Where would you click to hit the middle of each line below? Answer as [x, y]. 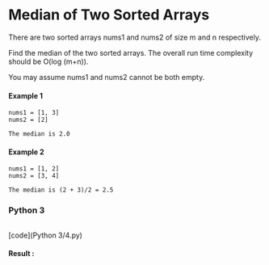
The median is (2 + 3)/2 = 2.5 [61, 190]
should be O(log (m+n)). [48, 61]
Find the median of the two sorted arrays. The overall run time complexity [130, 53]
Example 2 [26, 152]
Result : [21, 254]
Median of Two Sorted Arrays [109, 15]
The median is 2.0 [39, 134]
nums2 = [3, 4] [34, 176]
